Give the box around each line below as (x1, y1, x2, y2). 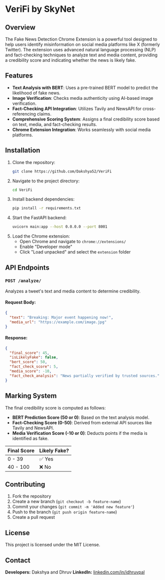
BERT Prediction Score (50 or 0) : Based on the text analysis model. (12, 414, 150, 420)
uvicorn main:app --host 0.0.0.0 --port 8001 (12, 224, 107, 229)
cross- (142, 105, 156, 112)
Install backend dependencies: (12, 196, 75, 202)
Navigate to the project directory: (12, 178, 80, 184)
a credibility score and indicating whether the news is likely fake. (5, 57, 136, 63)
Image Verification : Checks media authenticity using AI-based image (12, 95, 154, 101)
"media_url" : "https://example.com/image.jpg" (9, 320, 107, 325)
